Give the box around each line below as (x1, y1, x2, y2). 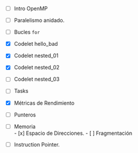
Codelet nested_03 (13, 76, 60, 83)
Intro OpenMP (13, 5, 48, 12)
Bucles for (13, 29, 40, 36)
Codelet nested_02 (13, 64, 60, 71)
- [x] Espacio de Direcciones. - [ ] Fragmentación (13, 129, 133, 137)
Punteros (13, 111, 36, 118)
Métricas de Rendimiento (13, 99, 75, 107)
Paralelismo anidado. (13, 17, 65, 24)
